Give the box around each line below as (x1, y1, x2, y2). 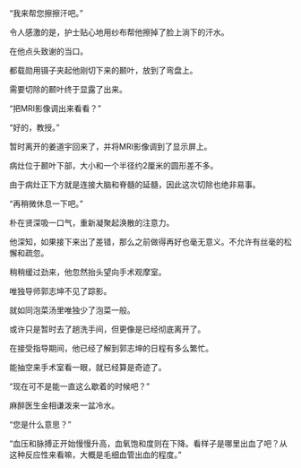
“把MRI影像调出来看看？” (9, 103, 101, 114)
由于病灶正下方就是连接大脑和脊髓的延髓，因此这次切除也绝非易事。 (9, 179, 261, 190)
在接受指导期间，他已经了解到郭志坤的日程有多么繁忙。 (9, 343, 213, 353)
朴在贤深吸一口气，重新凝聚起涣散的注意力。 (9, 218, 175, 228)
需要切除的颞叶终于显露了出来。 (9, 84, 127, 94)
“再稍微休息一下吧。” (9, 198, 83, 209)
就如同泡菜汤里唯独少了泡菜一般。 (9, 305, 135, 316)
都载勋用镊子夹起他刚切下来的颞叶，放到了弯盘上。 (9, 65, 198, 75)
